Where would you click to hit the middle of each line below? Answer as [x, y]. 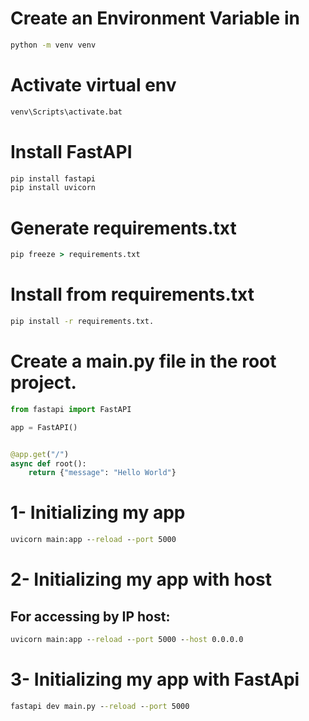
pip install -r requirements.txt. [82, 322]
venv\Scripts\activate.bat [66, 112]
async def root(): [48, 463]
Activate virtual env [93, 85]
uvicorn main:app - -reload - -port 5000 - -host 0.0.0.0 [127, 640]
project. [43, 383]
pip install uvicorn [53, 188]
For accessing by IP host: [90, 616]
